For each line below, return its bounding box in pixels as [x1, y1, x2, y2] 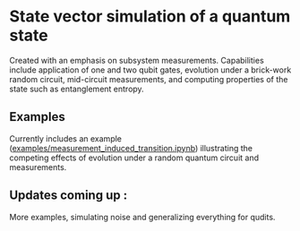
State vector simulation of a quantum [9, 6, 291, 27]
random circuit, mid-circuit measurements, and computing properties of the [9, 73, 288, 84]
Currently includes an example [9, 133, 123, 144]
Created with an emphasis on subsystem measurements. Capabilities [9, 55, 264, 65]
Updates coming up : [9, 188, 128, 203]
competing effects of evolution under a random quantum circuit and [9, 152, 260, 163]
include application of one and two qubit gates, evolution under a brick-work [9, 64, 292, 75]
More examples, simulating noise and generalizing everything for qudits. [9, 211, 276, 222]
